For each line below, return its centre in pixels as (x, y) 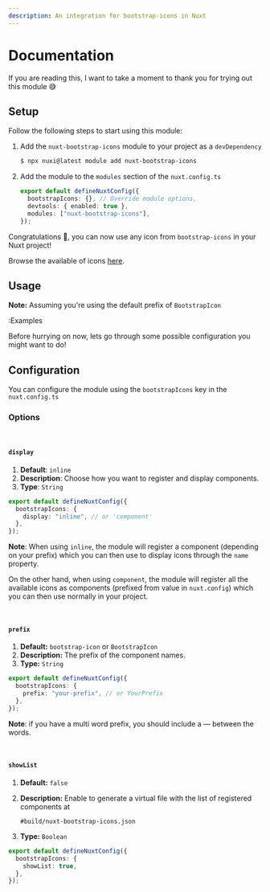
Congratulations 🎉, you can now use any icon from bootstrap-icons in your (132, 236)
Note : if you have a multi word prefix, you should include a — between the (131, 723)
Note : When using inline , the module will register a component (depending (133, 546)
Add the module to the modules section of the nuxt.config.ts (121, 177)
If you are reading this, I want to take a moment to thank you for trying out (131, 78)
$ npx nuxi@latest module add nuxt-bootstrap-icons (108, 162)
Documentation (61, 55)
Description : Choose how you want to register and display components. (139, 478)
